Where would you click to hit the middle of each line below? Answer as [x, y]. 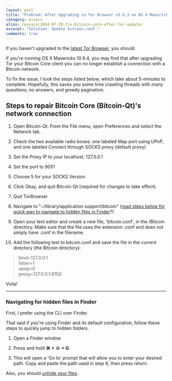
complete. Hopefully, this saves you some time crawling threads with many [84, 84]
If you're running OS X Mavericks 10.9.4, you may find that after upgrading [84, 58]
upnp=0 [27, 268]
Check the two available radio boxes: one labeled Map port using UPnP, [89, 141]
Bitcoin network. [23, 69]
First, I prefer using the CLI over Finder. [47, 313]
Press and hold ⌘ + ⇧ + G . [42, 348]
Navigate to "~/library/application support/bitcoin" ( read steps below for [89, 206]
